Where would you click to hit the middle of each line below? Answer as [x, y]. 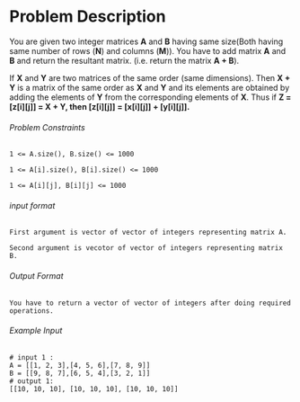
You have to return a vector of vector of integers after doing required [150, 303]
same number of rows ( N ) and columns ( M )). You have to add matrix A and [148, 50]
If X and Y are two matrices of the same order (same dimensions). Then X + [150, 77]
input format [32, 205]
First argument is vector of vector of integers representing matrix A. [148, 232]
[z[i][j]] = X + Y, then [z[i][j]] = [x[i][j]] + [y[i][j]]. [100, 106]
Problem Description [88, 17]
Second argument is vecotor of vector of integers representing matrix [146, 248]
